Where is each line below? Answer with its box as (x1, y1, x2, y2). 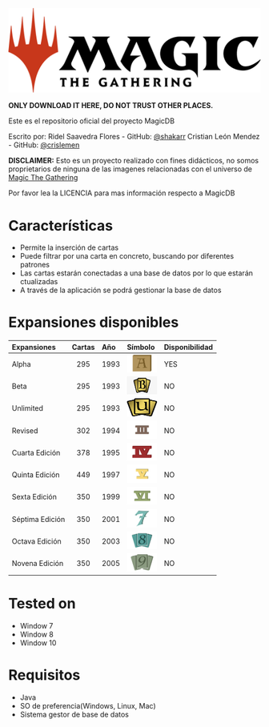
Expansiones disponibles (8, 313, 179, 331)
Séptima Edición (11, 514, 66, 524)
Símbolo (126, 342, 155, 351)
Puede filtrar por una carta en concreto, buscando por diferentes (19, 251, 235, 261)
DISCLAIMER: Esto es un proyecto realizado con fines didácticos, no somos (8, 156, 259, 166)
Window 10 (19, 637, 57, 648)
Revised (11, 425, 38, 436)
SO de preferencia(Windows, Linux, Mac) (19, 701, 156, 710)
